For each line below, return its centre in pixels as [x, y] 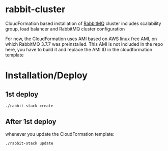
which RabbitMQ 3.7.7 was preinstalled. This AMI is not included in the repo [84, 44]
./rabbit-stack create [29, 106]
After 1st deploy [31, 122]
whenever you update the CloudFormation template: [60, 134]
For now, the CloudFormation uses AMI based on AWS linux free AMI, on [81, 39]
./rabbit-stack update [29, 143]
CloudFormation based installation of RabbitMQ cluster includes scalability [83, 23]
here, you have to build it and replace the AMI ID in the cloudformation [79, 49]
